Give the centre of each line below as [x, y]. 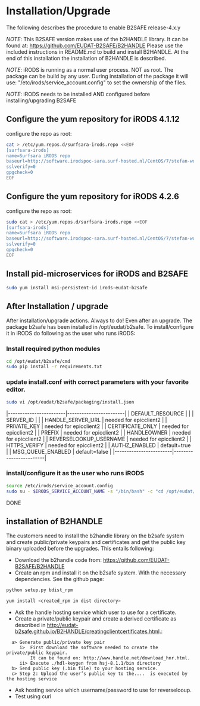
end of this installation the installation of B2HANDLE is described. [86, 58]
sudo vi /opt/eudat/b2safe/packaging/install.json [70, 402]
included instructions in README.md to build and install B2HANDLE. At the [97, 51]
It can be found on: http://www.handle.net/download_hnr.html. [110, 658]
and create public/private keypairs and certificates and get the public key [96, 542]
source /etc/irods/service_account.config [60, 485]
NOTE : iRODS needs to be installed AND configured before [78, 94]
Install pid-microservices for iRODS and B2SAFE [97, 274]
